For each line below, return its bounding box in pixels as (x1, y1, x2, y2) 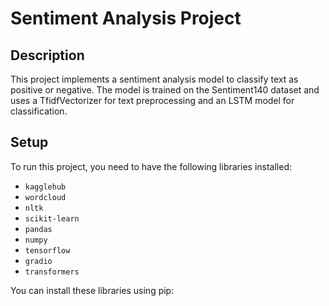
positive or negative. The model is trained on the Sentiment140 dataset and (10, 84, 320, 96)
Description (10, 47, 85, 64)
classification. (10, 105, 68, 117)
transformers (24, 267, 80, 277)
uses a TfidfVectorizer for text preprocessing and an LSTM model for (10, 95, 295, 106)
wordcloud (24, 192, 67, 202)
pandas (24, 224, 53, 234)
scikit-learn (24, 213, 80, 224)
